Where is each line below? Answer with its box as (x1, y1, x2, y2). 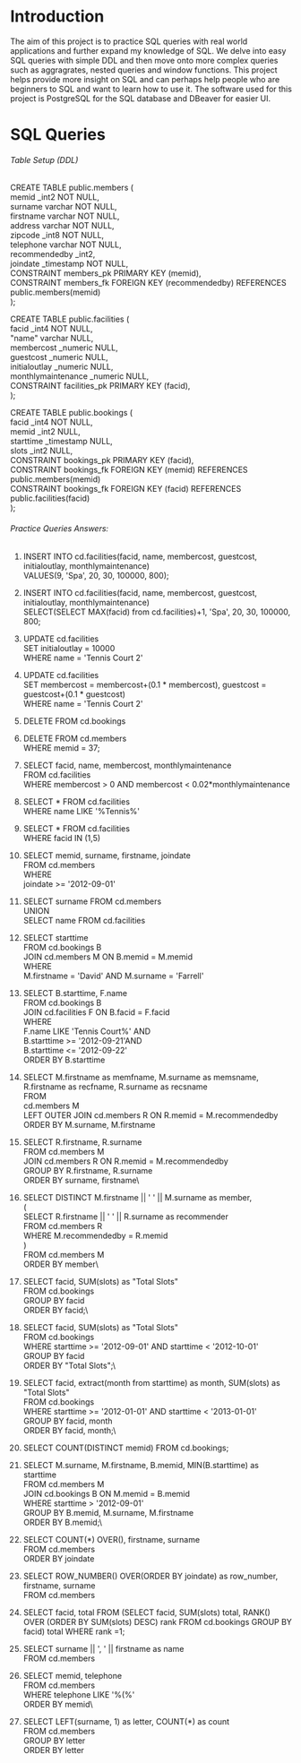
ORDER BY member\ (22, 1259, 99, 1269)
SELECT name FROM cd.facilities (22, 915, 146, 925)
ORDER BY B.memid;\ (22, 1517, 102, 1527)
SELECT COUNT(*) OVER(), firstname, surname (22, 1534, 201, 1544)
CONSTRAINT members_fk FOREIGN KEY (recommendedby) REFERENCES (10, 278, 287, 288)
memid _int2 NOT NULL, (10, 192, 99, 202)
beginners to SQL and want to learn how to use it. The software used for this (10, 83, 292, 94)
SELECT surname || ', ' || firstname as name (22, 1643, 185, 1654)
